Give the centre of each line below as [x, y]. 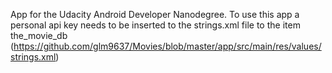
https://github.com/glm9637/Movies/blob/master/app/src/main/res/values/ [167, 46]
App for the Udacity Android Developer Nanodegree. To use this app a [155, 14]
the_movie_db [39, 35]
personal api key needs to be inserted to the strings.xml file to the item [155, 25]
